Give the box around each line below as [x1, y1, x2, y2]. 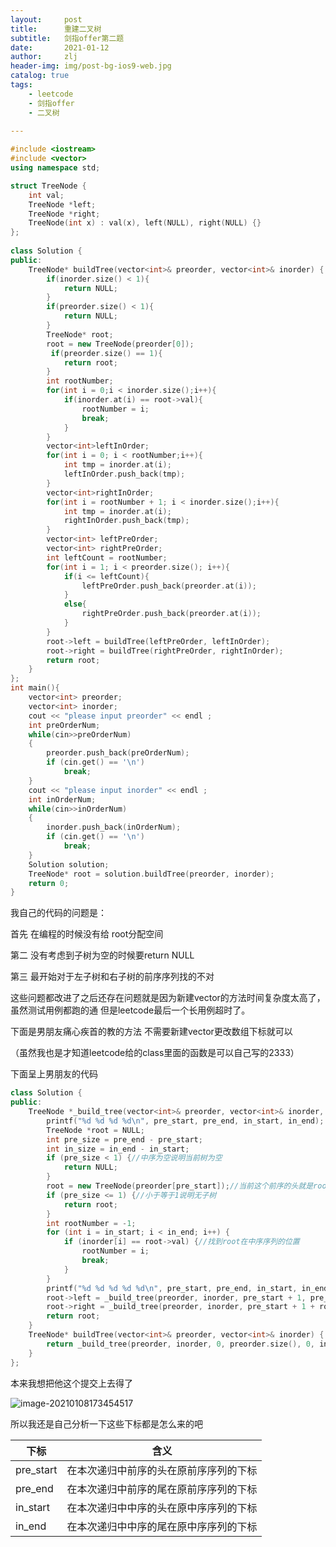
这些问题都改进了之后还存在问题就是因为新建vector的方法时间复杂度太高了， [10, 992, 326, 1004]
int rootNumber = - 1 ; [46, 1218, 137, 1228]
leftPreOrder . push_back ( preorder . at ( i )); [81, 581, 257, 591]
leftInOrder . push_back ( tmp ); [63, 469, 186, 479]
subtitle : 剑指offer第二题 [10, 33, 125, 43]
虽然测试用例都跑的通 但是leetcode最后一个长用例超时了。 [10, 1004, 251, 1016]
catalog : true [10, 71, 70, 81]
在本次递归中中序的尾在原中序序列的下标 [66, 1519, 258, 1533]
